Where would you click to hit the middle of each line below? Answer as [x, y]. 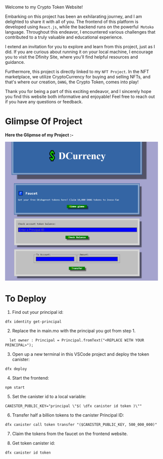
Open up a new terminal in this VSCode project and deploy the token [81, 354]
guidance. [15, 62]
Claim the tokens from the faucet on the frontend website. [70, 434]
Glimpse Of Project [44, 122]
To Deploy [26, 298]
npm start [15, 387]
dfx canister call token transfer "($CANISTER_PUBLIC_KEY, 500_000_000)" [81, 424]
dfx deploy [16, 369]
